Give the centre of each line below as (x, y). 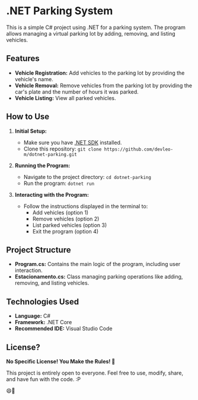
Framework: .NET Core (43, 322)
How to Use (28, 117)
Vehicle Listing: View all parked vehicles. (66, 98)
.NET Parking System (60, 11)
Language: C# (33, 316)
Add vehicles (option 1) (60, 212)
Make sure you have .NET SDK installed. (73, 142)
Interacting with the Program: (52, 194)
